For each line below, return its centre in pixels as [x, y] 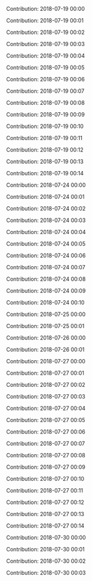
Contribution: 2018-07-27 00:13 [45, 514]
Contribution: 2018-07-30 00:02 [46, 561]
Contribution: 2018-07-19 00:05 [45, 67]
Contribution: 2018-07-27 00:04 [46, 408]
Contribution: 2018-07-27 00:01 [45, 373]
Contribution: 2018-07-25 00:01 [45, 326]
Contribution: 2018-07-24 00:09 [46, 291]
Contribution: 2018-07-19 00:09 [46, 114]
